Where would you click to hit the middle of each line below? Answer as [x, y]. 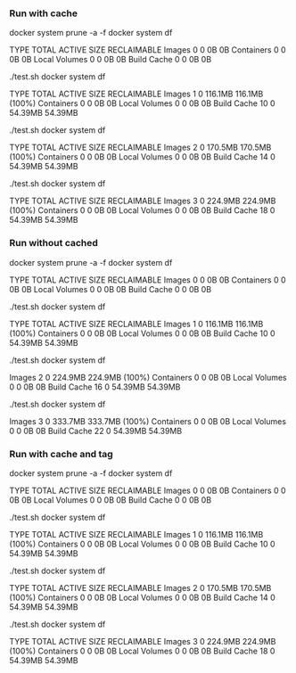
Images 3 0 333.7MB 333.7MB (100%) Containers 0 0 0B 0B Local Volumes [148, 421]
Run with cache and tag [61, 454]
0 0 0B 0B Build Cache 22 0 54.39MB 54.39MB [96, 431]
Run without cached [53, 243]
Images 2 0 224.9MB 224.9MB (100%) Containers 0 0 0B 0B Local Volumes [148, 377]
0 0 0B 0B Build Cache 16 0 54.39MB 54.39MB [95, 387]
